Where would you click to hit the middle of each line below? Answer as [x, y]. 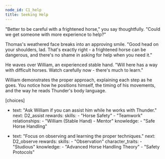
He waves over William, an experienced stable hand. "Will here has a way [81, 65]
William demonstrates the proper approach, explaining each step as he [79, 80]
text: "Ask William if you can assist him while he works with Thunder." [85, 110]
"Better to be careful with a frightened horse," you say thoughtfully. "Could [83, 29]
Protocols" [23, 152]
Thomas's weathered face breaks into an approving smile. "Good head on [82, 44]
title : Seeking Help [27, 15]
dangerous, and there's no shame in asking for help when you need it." [79, 55]
